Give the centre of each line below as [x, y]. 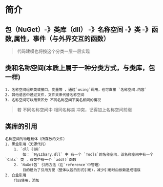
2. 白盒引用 [16, 175]
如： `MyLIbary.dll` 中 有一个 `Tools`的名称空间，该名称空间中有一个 [88, 154]
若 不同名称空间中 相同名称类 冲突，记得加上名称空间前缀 [74, 110]
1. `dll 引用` [27, 149]
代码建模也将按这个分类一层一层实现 [53, 51]
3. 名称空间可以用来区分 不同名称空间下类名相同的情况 [53, 100]
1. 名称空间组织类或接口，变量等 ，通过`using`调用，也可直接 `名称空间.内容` [76, 90]
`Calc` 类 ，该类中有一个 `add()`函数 [41, 159]
